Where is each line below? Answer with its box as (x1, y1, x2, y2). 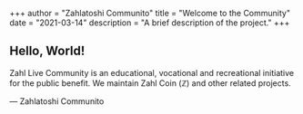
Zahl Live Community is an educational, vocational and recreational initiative (9, 67, 294, 78)
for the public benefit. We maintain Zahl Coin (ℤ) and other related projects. (9, 77, 291, 89)
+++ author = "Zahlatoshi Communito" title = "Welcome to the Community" (9, 8, 291, 18)
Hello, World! (9, 43, 86, 59)
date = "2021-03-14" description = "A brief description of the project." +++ (9, 17, 290, 28)
